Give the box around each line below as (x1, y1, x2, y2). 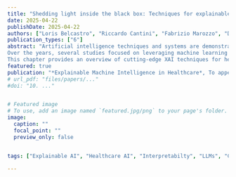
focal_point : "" (13, 127, 61, 134)
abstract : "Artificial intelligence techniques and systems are (7, 43, 199, 50)
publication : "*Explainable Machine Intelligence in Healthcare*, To (7, 69, 216, 76)
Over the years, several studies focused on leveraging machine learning (7, 50, 228, 57)
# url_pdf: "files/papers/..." (7, 75, 99, 83)
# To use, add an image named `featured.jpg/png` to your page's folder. (7, 107, 228, 114)
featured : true (7, 63, 52, 70)
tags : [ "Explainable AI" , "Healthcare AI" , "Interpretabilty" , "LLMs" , (7, 152, 221, 159)
